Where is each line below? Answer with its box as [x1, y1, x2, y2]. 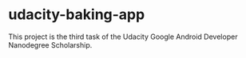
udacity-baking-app [8, 6, 145, 24]
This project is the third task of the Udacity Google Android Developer [8, 32, 238, 41]
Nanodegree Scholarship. [8, 40, 93, 49]
